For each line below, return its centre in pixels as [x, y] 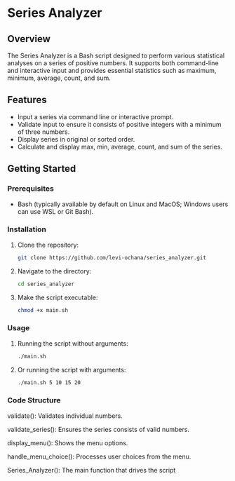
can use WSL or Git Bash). [55, 211]
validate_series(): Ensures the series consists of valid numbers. [98, 429]
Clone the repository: [48, 245]
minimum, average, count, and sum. [59, 78]
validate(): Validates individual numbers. [65, 416]
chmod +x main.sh [43, 310]
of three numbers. [43, 132]
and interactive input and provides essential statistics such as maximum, [112, 70]
